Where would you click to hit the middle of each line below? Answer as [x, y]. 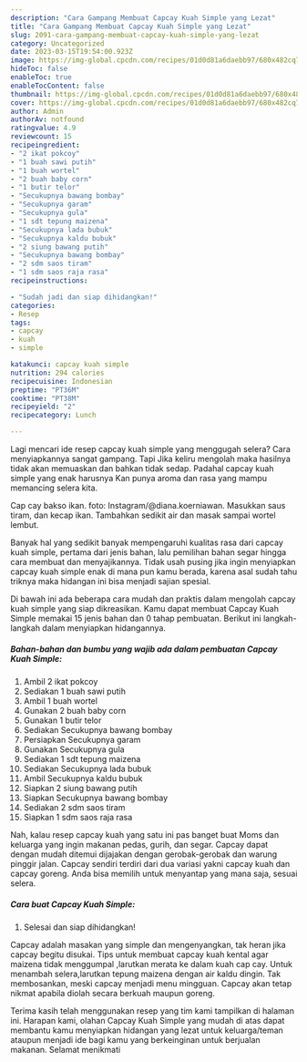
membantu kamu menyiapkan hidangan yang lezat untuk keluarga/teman [147, 1030]
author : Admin [37, 111]
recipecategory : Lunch [53, 416]
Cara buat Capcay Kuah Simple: [73, 904]
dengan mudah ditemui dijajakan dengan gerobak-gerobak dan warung [144, 854]
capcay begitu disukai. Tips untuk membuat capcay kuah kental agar [139, 954]
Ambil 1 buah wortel [61, 701]
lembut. [25, 525]
